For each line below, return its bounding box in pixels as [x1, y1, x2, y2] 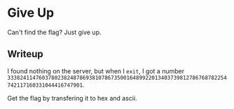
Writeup [7, 48, 43, 60]
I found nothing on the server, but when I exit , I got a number [7, 66, 184, 75]
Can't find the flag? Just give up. [7, 28, 102, 36]
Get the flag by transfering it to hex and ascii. [7, 94, 138, 102]
